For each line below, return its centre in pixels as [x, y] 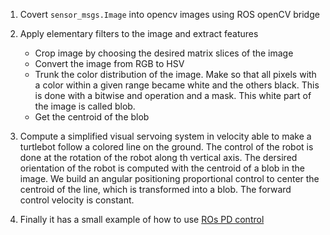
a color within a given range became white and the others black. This [177, 85]
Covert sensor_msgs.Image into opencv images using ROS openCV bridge [169, 14]
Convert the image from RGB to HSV [109, 63]
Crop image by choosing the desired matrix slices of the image [164, 53]
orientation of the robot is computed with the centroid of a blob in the [162, 168]
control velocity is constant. [77, 200]
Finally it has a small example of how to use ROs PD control [142, 219]
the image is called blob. [85, 106]
